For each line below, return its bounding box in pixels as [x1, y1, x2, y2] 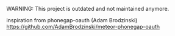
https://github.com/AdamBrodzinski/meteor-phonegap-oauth [6, 23, 160, 30]
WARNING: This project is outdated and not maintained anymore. [6, 5, 170, 12]
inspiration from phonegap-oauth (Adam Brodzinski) [6, 17, 138, 23]
